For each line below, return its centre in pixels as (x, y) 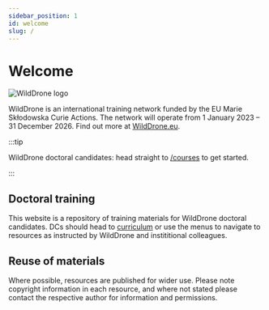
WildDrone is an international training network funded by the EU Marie (126, 109)
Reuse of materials (57, 261)
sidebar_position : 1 (43, 16)
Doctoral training (52, 199)
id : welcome (28, 23)
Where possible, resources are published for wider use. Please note (122, 280)
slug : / (21, 31)
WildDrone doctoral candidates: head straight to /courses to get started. (129, 158)
